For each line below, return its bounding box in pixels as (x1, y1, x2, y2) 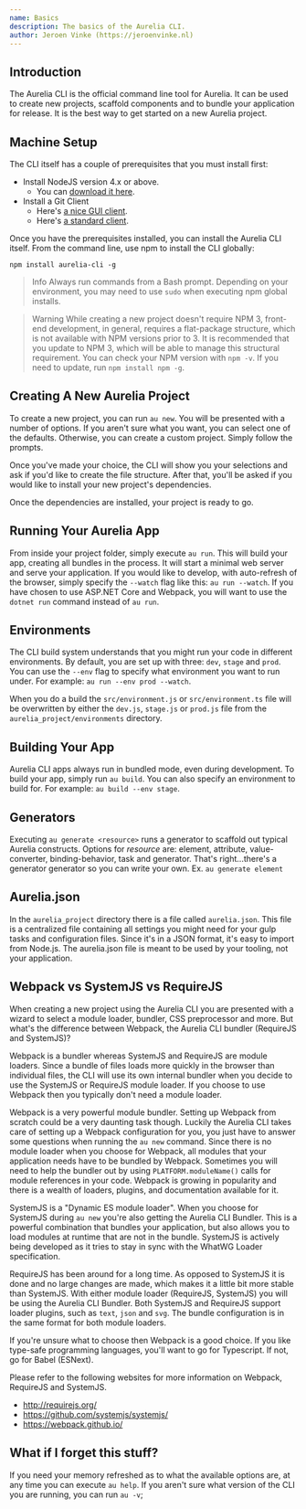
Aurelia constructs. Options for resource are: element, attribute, (9, 844, 248, 855)
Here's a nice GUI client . (36, 206, 128, 216)
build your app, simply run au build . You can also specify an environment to (9, 773, 296, 784)
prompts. (9, 441, 44, 452)
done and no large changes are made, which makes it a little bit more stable (9, 1278, 294, 1289)
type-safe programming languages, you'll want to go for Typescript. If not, (9, 1344, 290, 1355)
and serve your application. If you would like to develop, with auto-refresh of (9, 567, 298, 578)
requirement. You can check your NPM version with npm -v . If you (31, 353, 279, 363)
